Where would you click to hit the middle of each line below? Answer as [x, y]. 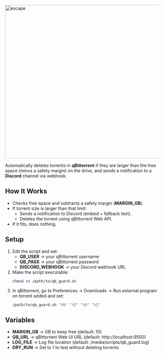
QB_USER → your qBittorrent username [59, 256]
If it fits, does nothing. [34, 224]
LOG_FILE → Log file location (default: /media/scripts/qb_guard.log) [81, 342]
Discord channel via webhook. [36, 176]
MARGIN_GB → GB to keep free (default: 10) [57, 332]
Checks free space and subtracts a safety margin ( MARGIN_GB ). [78, 203]
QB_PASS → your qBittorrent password [59, 262]
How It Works [26, 191]
